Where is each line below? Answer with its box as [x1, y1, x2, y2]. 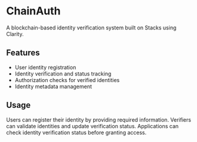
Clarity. [6, 30, 24, 37]
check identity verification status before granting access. [6, 129, 147, 136]
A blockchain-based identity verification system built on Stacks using [6, 24, 177, 31]
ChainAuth [6, 4, 61, 18]
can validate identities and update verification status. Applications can [6, 122, 179, 129]
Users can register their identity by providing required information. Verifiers [6, 116, 192, 123]
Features [6, 48, 40, 58]
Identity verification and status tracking [14, 70, 112, 77]
